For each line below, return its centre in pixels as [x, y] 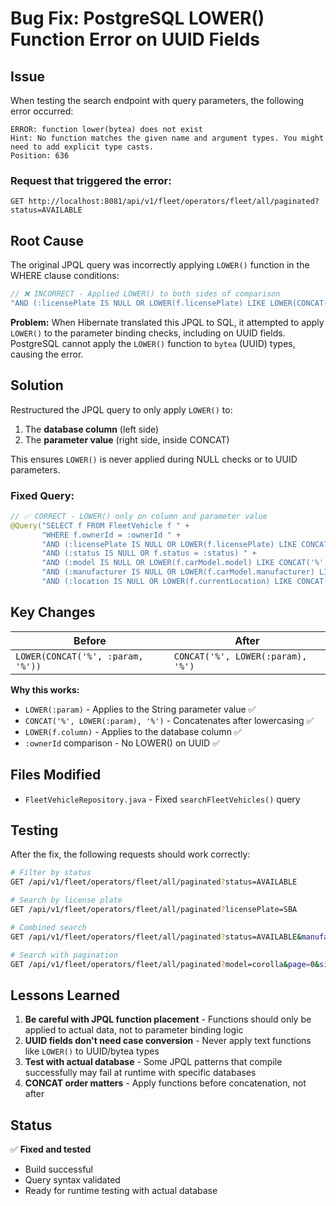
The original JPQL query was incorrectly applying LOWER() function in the [160, 265]
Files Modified [56, 775]
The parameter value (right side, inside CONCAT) [127, 439]
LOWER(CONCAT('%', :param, [79, 656]
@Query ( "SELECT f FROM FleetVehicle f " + [100, 525]
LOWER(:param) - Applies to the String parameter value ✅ [140, 709]
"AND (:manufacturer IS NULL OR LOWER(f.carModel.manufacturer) [178, 572]
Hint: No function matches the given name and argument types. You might [167, 138]
